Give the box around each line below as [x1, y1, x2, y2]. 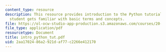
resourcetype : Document [5, 30, 54, 35]
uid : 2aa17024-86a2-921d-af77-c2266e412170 [5, 40, 96, 45]
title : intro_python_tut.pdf [5, 35, 65, 40]
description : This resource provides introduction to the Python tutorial [5, 12, 163, 17]
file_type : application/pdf [5, 26, 63, 31]
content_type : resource [5, 7, 54, 12]
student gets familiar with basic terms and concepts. [9, 16, 125, 21]
